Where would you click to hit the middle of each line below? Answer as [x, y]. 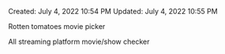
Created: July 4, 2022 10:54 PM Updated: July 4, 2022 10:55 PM [113, 11]
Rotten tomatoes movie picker [57, 26]
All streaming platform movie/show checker [79, 41]
